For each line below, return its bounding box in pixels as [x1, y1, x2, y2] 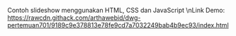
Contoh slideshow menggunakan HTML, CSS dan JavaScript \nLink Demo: [7, 6, 225, 14]
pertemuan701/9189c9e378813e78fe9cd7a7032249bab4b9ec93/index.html [7, 21, 229, 29]
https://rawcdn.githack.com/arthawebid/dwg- [7, 13, 141, 22]
